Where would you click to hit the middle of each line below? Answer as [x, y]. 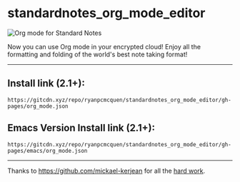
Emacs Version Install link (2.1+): [81, 128]
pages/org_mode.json [38, 106]
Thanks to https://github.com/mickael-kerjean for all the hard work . [106, 171]
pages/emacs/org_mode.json [47, 151]
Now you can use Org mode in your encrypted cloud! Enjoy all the [104, 46]
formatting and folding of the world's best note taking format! [97, 54]
